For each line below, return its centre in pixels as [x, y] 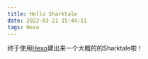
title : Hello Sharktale [42, 14]
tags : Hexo [23, 27]
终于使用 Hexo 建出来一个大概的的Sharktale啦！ [75, 48]
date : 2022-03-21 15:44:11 [47, 21]
